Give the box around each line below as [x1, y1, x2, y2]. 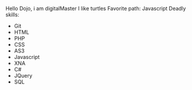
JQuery [14, 72, 33, 79]
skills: [5, 11, 19, 18]
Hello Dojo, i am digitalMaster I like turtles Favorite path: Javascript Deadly [5, 5, 186, 12]
